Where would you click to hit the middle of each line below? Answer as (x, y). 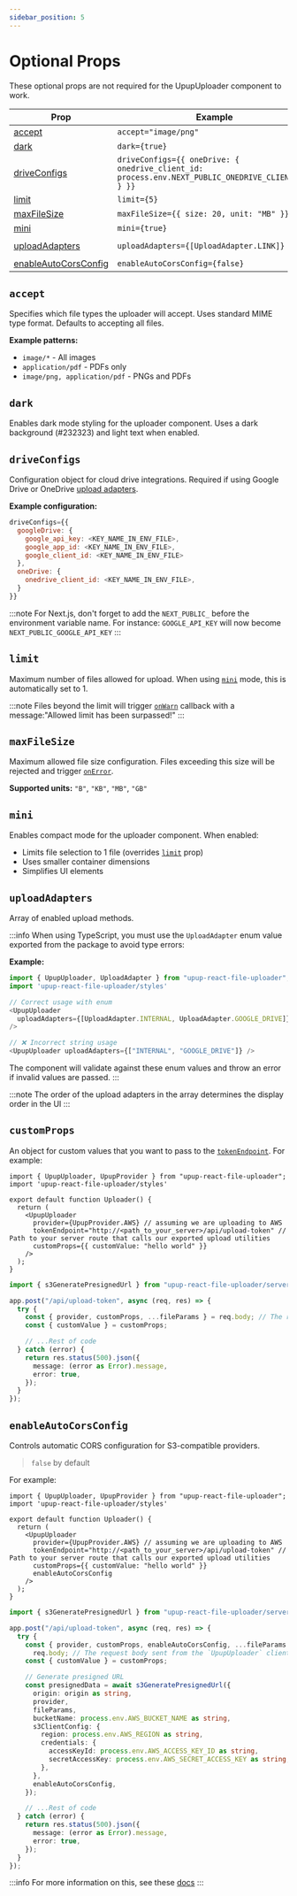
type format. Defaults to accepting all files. (87, 323)
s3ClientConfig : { (66, 1726)
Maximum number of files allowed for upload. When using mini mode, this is (148, 679)
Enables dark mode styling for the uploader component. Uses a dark (134, 423)
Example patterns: (44, 341)
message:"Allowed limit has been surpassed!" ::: (97, 715)
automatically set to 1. (49, 688)
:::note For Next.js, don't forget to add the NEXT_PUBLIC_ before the (129, 613)
